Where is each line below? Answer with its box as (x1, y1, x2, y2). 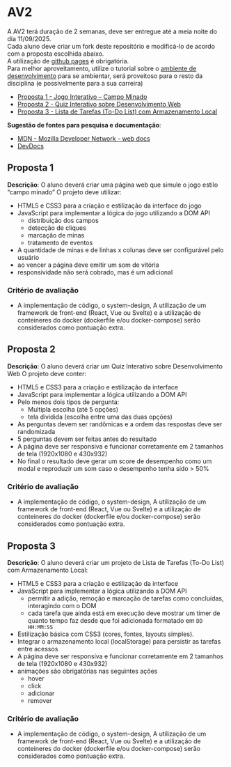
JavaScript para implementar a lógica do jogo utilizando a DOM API (17, 208, 211, 217)
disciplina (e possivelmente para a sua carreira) (7, 79, 143, 87)
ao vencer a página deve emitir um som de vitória (17, 261, 159, 269)
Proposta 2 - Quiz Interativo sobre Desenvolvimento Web (17, 100, 181, 108)
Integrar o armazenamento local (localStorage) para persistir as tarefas (17, 637, 221, 645)
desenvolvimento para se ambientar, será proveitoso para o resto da (7, 71, 203, 80)
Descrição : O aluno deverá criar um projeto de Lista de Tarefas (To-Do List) (7, 558, 225, 566)
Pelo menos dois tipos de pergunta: (17, 398, 120, 406)
